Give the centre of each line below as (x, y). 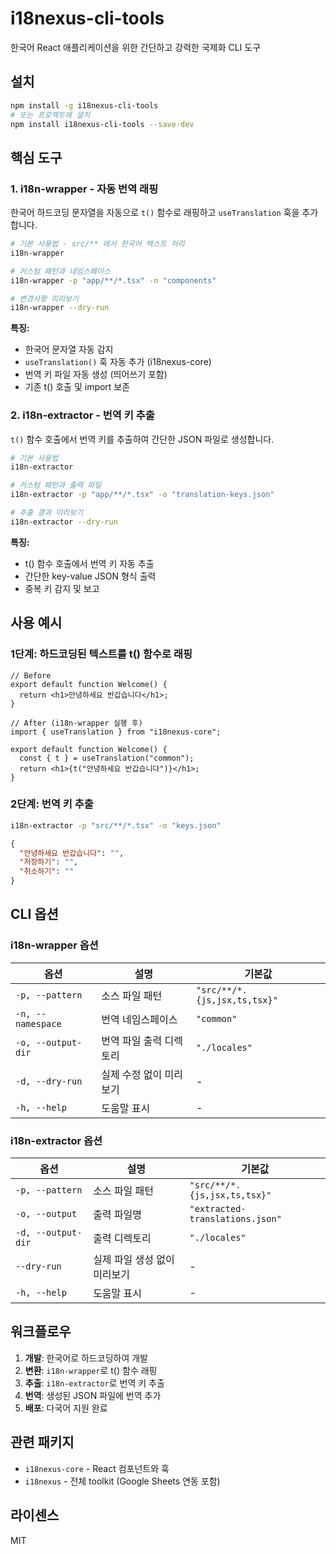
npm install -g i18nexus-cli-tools (84, 105)
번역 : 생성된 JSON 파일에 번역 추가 (93, 1395)
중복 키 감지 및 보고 (62, 588)
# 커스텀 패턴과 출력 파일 (56, 485)
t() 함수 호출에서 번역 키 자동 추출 (89, 563)
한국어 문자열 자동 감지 (69, 349)
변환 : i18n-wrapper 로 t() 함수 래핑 (91, 1370)
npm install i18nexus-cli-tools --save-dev (102, 124)
